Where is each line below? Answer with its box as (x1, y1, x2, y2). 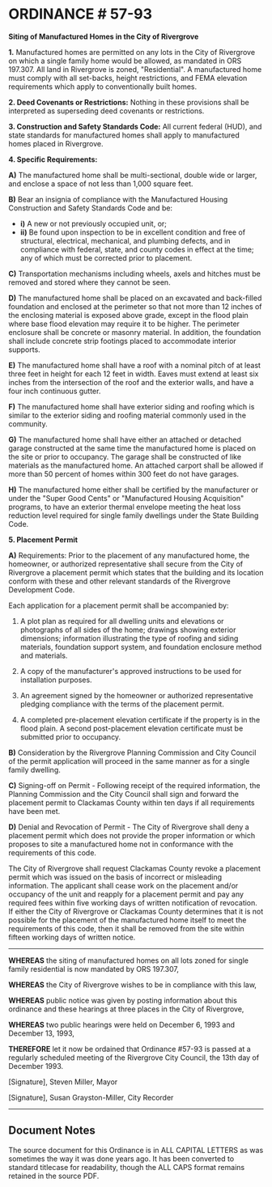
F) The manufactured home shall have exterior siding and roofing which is (8, 401, 255, 411)
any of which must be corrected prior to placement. (19, 252, 193, 263)
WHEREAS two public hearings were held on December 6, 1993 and (8, 1020, 236, 1029)
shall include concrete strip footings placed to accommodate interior (8, 336, 236, 346)
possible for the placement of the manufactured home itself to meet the (8, 915, 247, 925)
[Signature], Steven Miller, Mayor (8, 1077, 118, 1087)
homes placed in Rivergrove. (8, 138, 104, 148)
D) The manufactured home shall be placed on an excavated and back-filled (8, 293, 262, 303)
